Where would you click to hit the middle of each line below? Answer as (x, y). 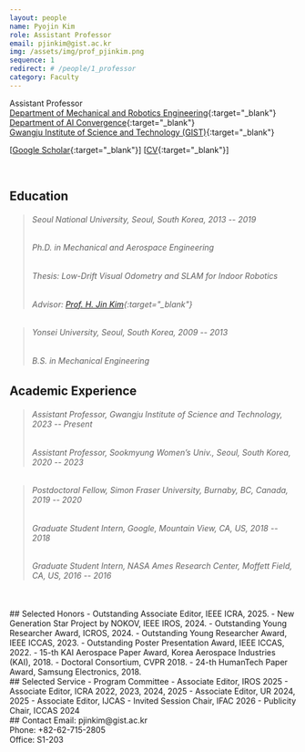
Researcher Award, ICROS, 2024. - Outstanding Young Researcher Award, (148, 634)
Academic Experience (73, 391)
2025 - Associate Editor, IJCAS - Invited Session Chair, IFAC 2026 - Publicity (153, 701)
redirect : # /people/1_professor (73, 69)
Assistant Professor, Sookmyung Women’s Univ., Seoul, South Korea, (161, 452)
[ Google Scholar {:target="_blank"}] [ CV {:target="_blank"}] (119, 149)
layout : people (38, 18)
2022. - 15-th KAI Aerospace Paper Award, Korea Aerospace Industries (142, 653)
